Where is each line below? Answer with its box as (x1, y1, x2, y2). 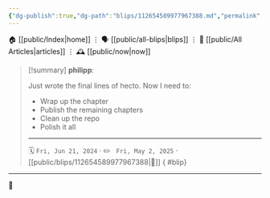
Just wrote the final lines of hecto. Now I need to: (27, 80, 191, 90)
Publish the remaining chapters (39, 105, 143, 114)
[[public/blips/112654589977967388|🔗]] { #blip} (27, 157, 187, 167)
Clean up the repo (39, 113, 100, 123)
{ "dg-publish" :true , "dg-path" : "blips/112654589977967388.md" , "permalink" (8, 11, 261, 20)
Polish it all (39, 122, 76, 131)
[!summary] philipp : (27, 65, 95, 75)
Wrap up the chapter (39, 96, 108, 105)
